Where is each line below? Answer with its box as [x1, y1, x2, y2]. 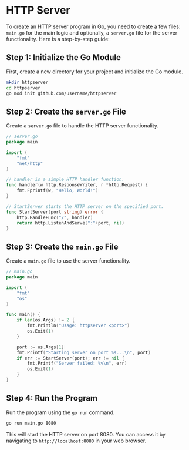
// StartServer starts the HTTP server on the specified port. [6, 203, 164, 209]
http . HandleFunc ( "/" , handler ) [16, 214, 93, 220]
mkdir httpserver [6, 79, 49, 85]
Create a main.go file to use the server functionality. [6, 257, 131, 264]
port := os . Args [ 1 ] [16, 344, 65, 350]
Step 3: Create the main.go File [6, 241, 119, 251]
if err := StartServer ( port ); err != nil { [16, 355, 125, 361]
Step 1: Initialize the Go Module [6, 52, 122, 62]
